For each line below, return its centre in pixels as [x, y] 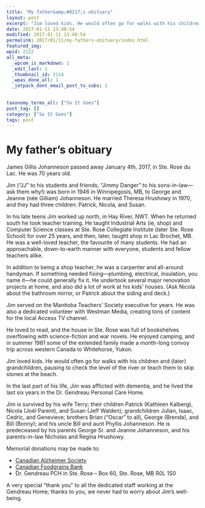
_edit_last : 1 [30, 69]
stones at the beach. [32, 374]
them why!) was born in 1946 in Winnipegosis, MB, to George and [99, 192]
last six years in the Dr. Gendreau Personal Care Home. [75, 393]
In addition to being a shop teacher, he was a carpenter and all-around [95, 267]
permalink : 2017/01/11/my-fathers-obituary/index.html [77, 40]
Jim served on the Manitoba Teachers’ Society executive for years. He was [101, 305]
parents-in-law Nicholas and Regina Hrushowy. [66, 437]
